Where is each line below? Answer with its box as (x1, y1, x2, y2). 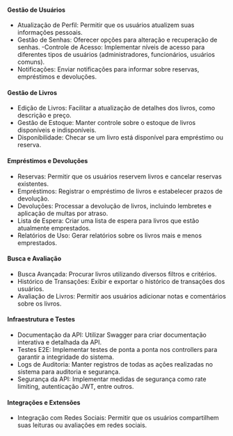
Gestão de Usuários (7, 6, 66, 14)
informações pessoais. (17, 28, 83, 37)
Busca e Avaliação (7, 254, 61, 263)
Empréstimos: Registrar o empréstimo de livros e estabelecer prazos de (17, 187, 223, 195)
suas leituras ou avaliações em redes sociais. (17, 421, 147, 430)
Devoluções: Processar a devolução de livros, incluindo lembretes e (17, 201, 212, 210)
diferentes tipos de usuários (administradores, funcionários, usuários (17, 51, 216, 59)
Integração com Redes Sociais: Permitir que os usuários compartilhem (17, 414, 219, 422)
